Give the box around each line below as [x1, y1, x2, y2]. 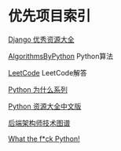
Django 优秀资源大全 [8, 35, 75, 44]
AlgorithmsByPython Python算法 [8, 51, 114, 61]
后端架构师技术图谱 [8, 118, 71, 127]
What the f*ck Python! [8, 134, 80, 143]
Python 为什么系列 [8, 84, 68, 94]
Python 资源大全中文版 [8, 101, 82, 111]
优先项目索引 [8, 7, 92, 25]
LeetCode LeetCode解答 [8, 68, 88, 77]
